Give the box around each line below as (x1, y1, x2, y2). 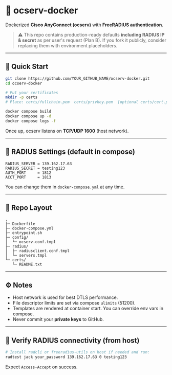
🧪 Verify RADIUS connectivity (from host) (5, 336, 140, 345)
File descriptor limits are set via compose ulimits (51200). (12, 300, 136, 306)
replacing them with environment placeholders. (17, 42, 118, 48)
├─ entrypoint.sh (5, 230, 42, 236)
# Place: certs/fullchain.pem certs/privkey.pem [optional (5, 100, 139, 105)
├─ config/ (5, 235, 29, 240)
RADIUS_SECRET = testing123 (5, 166, 66, 171)
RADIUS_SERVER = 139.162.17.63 (5, 161, 72, 166)
